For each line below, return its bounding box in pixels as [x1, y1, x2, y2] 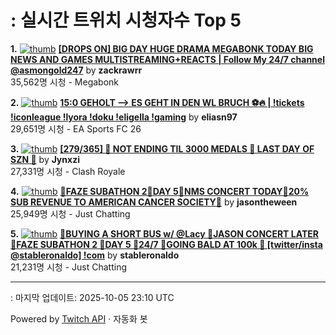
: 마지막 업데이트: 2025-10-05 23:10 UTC [10, 291, 175, 303]
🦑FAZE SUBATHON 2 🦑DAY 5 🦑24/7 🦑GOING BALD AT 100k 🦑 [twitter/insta [10, 238, 323, 250]
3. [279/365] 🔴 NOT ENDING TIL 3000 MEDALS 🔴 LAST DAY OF [10, 142, 315, 155]
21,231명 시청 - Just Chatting [10, 261, 127, 273]
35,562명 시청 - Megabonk [10, 76, 120, 88]
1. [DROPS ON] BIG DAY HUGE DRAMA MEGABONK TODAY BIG [10, 42, 314, 55]
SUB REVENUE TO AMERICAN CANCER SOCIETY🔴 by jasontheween [10, 196, 298, 208]
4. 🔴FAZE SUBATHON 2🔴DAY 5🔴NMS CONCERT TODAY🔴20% [10, 185, 310, 197]
